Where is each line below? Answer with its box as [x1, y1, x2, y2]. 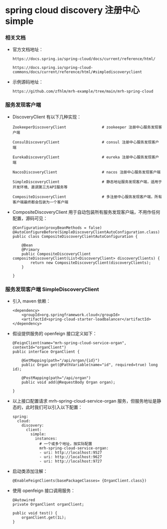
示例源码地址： [12, 79, 43, 85]
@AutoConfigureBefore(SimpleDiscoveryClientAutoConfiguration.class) [12, 229, 161, 235]
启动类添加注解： [12, 468, 48, 475]
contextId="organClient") [12, 345, 66, 350]
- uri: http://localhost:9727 [39, 459, 102, 464]
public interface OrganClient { [12, 349, 80, 355]
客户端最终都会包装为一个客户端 [12, 199, 69, 205]
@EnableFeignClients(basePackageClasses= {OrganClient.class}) [12, 478, 147, 484]
